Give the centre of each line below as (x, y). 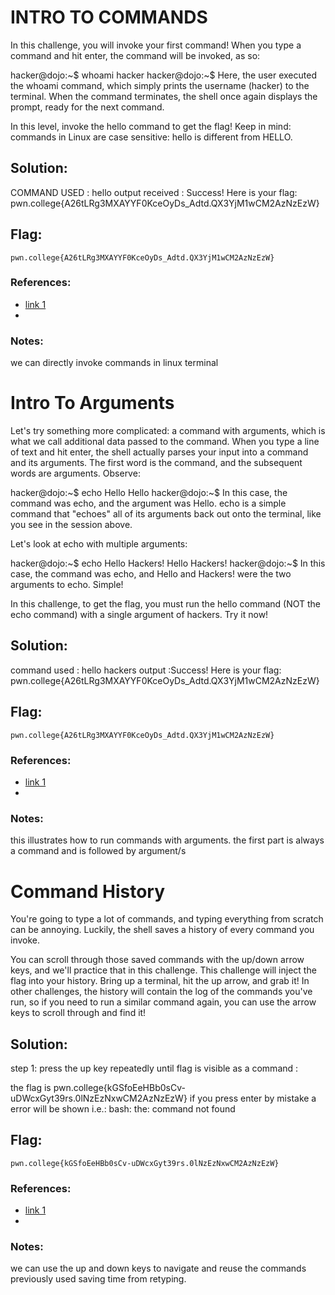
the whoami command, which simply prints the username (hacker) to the (160, 85)
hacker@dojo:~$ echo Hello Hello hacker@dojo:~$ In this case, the (149, 493)
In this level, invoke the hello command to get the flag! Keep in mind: (151, 126)
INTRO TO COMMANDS (109, 17)
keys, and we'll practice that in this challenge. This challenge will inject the (163, 970)
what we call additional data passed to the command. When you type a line (165, 442)
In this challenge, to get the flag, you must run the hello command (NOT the (166, 604)
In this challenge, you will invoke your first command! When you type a (156, 45)
